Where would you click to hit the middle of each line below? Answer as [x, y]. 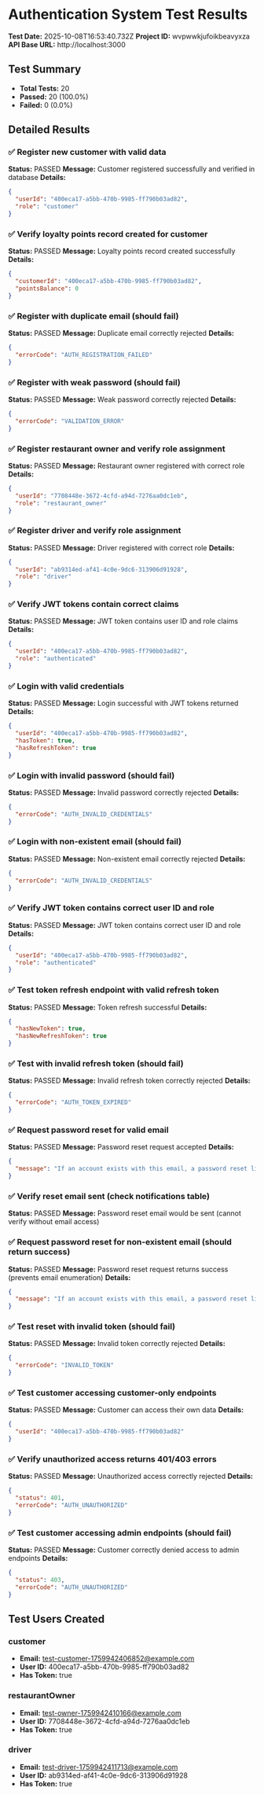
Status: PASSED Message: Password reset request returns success [118, 1269]
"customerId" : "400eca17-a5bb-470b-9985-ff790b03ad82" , [108, 281]
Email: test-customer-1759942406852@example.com [107, 1659]
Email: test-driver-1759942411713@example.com [99, 1767]
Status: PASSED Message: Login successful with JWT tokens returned [123, 703]
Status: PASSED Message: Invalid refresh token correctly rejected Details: [130, 1081]
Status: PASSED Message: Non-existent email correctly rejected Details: [127, 859]
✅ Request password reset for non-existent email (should [120, 1242]
